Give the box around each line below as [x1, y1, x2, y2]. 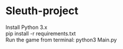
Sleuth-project [5, 4, 79, 18]
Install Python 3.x [5, 24, 48, 31]
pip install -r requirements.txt [5, 30, 76, 37]
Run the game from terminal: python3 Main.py [5, 36, 117, 43]
